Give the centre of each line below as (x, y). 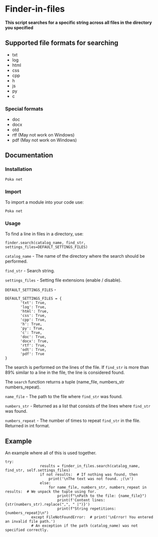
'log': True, (34, 307)
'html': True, (35, 311)
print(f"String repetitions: (87, 509)
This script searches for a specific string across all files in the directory (79, 22)
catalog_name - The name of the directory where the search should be (75, 256)
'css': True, (34, 316)
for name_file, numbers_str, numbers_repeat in (97, 488)
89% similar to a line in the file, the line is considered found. (65, 373)
